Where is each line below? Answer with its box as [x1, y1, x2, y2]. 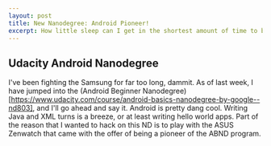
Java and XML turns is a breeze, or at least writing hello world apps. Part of [8, 112, 259, 121]
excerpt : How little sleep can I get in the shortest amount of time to [8, 26, 258, 34]
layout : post [8, 11, 52, 20]
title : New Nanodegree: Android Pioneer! [8, 19, 150, 27]
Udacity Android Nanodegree [8, 56, 159, 70]
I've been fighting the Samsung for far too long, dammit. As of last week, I [8, 78, 254, 87]
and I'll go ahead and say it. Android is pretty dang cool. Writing [36, 103, 248, 113]
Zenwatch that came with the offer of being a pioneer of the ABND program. [8, 129, 261, 139]
